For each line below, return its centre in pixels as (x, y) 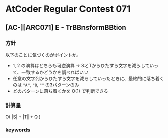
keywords (18, 130)
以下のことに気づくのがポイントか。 (43, 55)
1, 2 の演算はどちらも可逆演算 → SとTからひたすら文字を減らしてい (83, 65)
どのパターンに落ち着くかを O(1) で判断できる (60, 91)
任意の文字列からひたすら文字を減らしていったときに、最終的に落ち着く (88, 78)
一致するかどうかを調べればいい (55, 72)
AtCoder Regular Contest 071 (68, 9)
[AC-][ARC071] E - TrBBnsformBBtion (66, 28)
